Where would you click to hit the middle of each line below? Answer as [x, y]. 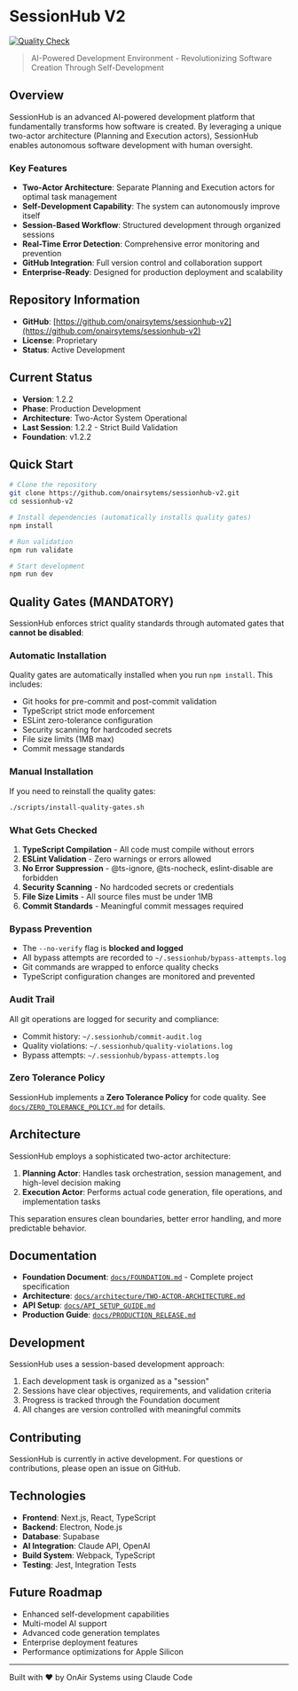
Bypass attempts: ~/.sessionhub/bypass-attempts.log [121, 1055]
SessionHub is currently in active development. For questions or [126, 1459]
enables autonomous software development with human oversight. [131, 145]
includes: [26, 684]
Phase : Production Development [82, 408]
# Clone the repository [53, 485]
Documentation [53, 1256]
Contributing [45, 1438]
